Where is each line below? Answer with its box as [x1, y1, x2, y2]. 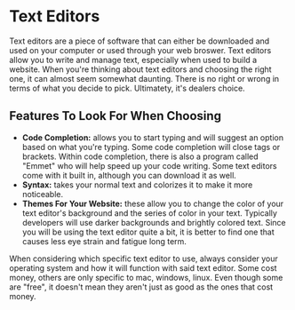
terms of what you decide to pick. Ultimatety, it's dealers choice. [9, 83, 246, 93]
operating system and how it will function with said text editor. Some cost [9, 262, 277, 273]
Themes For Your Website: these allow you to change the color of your [21, 198, 284, 209]
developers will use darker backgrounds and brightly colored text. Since [21, 217, 286, 227]
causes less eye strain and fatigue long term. [21, 235, 187, 246]
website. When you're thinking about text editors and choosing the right [9, 64, 273, 75]
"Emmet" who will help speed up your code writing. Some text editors [21, 160, 277, 171]
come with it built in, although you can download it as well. [21, 170, 237, 180]
